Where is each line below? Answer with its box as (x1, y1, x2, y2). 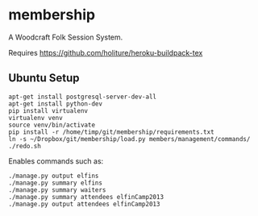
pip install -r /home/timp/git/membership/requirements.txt (8, 127, 215, 136)
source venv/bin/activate (8, 121, 95, 129)
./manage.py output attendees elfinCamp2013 (8, 200, 160, 208)
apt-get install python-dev (8, 99, 103, 108)
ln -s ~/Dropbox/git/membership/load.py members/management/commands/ (8, 135, 251, 143)
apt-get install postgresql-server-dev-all (8, 93, 157, 101)
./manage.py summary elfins (8, 179, 103, 187)
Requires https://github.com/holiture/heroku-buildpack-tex (8, 48, 203, 57)
